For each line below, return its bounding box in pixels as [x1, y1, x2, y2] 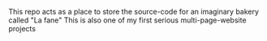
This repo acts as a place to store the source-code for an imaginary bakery [8, 7, 260, 16]
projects [8, 24, 37, 33]
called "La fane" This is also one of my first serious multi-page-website [8, 15, 247, 25]
